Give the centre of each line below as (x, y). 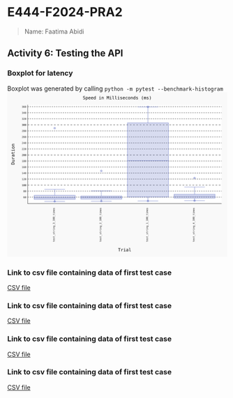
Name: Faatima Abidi (54, 31)
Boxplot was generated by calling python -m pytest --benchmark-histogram (115, 89)
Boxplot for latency (40, 73)
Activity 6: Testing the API (65, 53)
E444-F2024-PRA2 (65, 12)
